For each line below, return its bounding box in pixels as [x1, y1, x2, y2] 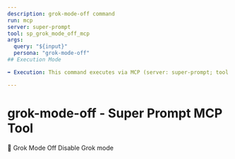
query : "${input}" [13, 43, 68, 50]
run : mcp [7, 17, 33, 24]
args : [7, 37, 23, 44]
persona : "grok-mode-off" [13, 50, 90, 57]
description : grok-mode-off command [7, 10, 115, 18]
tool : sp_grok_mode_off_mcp [7, 30, 90, 37]
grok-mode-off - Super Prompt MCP [7, 105, 223, 121]
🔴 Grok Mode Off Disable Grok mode [7, 144, 114, 152]
